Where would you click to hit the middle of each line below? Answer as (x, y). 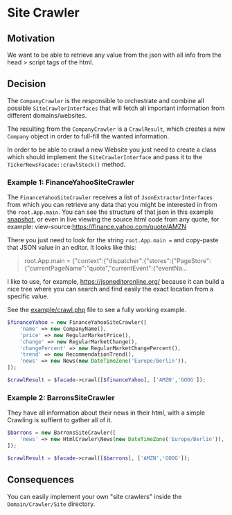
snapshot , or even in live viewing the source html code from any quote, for (113, 219)
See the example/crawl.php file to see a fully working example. (97, 310)
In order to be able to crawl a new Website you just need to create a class (112, 150)
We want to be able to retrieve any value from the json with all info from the (114, 55)
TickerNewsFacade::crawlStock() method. (66, 164)
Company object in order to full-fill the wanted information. (88, 136)
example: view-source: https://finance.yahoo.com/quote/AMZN (97, 227)
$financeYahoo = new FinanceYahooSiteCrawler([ (77, 323)
